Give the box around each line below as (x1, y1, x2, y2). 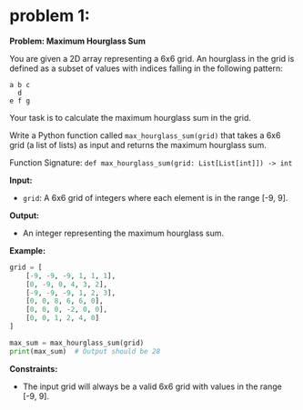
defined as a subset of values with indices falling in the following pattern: (9, 63, 284, 74)
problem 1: (9, 5, 91, 26)
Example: (9, 245, 46, 255)
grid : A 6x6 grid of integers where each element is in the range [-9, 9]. (22, 192, 288, 203)
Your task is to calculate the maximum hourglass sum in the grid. (9, 112, 252, 123)
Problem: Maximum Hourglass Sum (9, 35, 146, 46)
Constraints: (9, 363, 58, 374)
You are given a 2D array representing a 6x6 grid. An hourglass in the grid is (9, 53, 295, 64)
